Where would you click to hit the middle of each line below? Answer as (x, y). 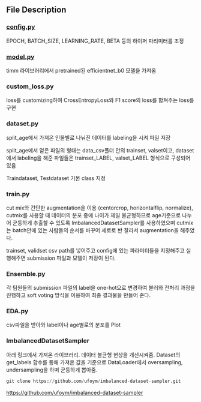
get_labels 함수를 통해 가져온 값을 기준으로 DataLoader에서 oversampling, (94, 362)
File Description (36, 10)
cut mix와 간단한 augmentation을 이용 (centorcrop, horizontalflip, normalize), (100, 208)
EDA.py (17, 311)
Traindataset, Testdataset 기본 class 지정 (56, 178)
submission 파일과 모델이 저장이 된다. (71, 258)
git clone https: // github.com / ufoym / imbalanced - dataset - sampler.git (94, 381)
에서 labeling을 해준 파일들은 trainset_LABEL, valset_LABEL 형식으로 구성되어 (98, 158)
